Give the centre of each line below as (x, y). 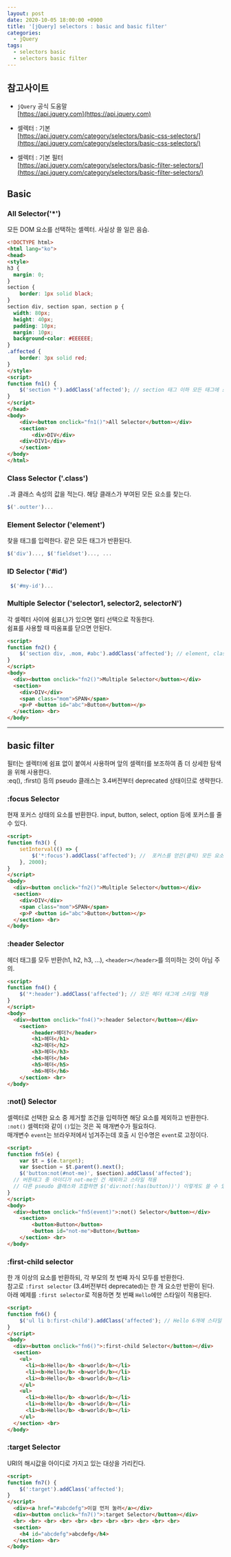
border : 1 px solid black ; (57, 294)
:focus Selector (33, 798)
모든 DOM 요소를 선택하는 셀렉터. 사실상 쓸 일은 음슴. (78, 230)
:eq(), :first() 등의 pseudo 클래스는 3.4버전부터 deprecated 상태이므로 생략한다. (115, 781)
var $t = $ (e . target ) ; (52, 1161)
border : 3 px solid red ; (54, 358)
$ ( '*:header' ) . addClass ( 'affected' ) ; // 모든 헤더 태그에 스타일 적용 (114, 994)
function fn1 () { (32, 383)
